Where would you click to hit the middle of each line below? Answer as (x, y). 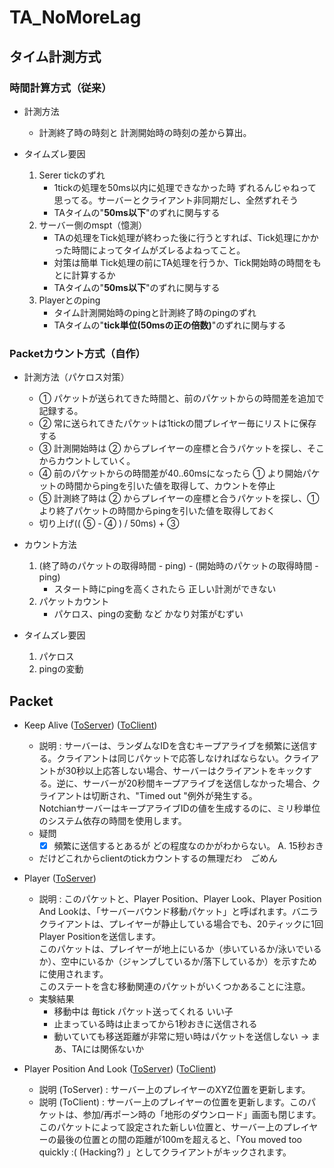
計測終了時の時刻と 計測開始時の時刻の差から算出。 (145, 132)
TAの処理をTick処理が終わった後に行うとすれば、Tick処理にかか (186, 237)
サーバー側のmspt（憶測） (93, 225)
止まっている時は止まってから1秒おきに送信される (155, 1024)
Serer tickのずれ (72, 175)
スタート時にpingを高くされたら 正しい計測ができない (165, 589)
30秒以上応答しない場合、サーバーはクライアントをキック (184, 770)
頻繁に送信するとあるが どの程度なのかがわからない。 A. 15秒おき (188, 845)
